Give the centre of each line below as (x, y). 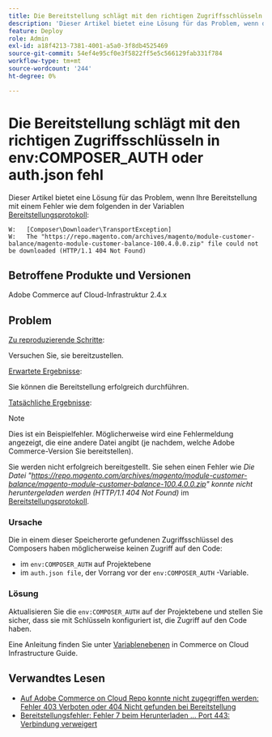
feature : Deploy (36, 31)
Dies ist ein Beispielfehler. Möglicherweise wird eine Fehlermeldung (121, 434)
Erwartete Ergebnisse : (45, 371)
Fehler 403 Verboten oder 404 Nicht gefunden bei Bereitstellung (128, 706)
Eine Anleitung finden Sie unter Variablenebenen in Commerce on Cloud (129, 644)
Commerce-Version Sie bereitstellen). (71, 451)
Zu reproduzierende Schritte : (57, 340)
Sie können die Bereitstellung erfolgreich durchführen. (99, 387)
